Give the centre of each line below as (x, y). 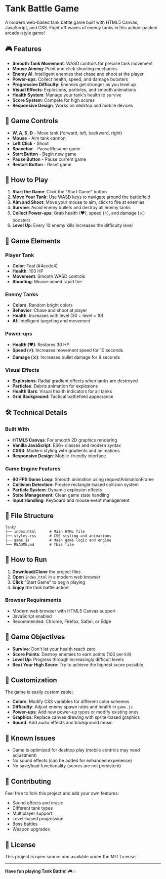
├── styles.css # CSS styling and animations (58, 536)
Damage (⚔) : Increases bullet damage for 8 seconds (66, 357)
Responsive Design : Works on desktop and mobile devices (73, 105)
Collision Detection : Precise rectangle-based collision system (76, 484)
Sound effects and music (38, 803)
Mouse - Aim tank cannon (39, 138)
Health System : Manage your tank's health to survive (67, 95)
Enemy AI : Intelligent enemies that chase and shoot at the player (78, 74)
